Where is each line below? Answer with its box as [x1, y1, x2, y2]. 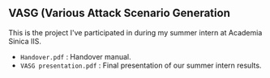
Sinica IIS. [8, 36, 42, 46]
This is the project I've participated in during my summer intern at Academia [8, 27, 263, 37]
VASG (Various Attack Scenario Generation [8, 6, 231, 20]
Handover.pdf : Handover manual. [19, 51, 131, 61]
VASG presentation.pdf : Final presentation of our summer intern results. [19, 60, 262, 70]
